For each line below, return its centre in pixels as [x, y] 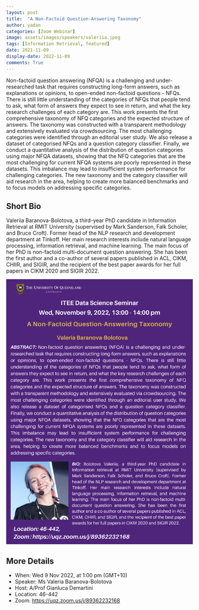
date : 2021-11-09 [28, 50]
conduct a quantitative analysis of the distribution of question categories [95, 150]
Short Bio [24, 206]
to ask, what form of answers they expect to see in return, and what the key [98, 105]
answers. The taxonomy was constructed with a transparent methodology [96, 124]
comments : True [25, 62]
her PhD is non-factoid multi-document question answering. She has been [97, 252]
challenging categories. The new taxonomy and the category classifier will [97, 175]
